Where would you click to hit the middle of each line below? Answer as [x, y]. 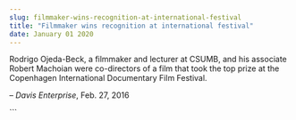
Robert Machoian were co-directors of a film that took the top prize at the [144, 68]
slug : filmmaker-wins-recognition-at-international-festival [126, 17]
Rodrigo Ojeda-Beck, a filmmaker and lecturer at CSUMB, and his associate [148, 60]
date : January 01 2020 [51, 34]
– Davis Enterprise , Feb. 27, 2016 [69, 95]
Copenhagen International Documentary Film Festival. [108, 78]
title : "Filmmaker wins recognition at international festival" [131, 26]
